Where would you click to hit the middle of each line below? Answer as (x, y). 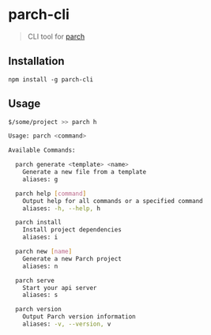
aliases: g (40, 179)
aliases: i (40, 237)
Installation (36, 61)
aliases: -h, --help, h (62, 208)
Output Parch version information (79, 317)
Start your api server (60, 288)
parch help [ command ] (51, 194)
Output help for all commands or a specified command (113, 201)
